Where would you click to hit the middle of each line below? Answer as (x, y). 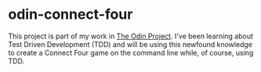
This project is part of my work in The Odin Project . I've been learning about (130, 36)
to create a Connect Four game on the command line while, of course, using (131, 52)
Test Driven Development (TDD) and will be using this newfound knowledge (130, 44)
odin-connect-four (71, 14)
